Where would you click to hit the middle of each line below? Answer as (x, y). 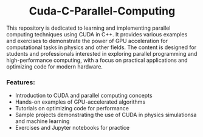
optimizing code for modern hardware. (55, 66)
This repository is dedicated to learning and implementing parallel (88, 28)
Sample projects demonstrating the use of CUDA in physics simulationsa (106, 115)
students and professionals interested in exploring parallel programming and (102, 53)
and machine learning (42, 121)
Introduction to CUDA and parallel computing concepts (84, 96)
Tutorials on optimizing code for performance (72, 109)
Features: (21, 82)
